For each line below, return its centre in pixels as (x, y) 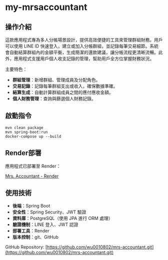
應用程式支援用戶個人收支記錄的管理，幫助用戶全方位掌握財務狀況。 (84, 58)
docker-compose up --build (33, 136)
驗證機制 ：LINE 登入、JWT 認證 (45, 224)
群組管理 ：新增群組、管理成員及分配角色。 (56, 80)
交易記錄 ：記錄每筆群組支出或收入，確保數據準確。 (65, 86)
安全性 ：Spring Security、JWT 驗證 (49, 212)
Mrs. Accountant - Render (32, 176)
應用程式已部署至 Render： (33, 166)
